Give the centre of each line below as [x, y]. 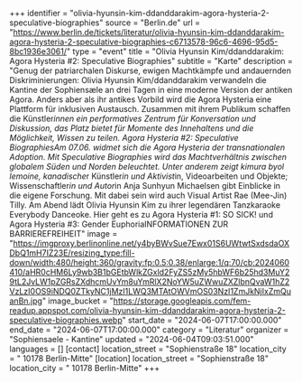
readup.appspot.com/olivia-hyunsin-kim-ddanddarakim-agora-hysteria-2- [147, 310]
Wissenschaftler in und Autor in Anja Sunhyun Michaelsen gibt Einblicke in [145, 186]
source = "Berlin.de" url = [153, 23]
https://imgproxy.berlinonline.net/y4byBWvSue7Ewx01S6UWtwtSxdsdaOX [151, 243]
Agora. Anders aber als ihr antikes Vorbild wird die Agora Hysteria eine [141, 99]
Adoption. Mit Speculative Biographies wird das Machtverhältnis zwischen [148, 157]
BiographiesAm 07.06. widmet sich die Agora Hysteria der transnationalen [147, 147]
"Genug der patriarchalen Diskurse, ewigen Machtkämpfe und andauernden [150, 70]
